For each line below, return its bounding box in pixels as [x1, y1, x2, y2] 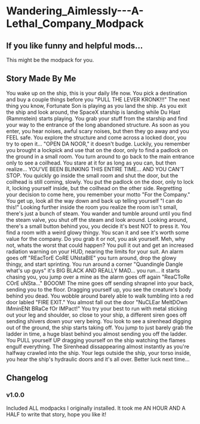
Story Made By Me [6, 73, 76, 84]
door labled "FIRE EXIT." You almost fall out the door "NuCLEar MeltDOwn [6, 298, 188, 305]
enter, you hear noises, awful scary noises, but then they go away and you [6, 127, 189, 135]
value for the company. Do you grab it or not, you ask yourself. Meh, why [6, 235, 186, 242]
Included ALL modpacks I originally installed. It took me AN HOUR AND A [6, 404, 186, 411]
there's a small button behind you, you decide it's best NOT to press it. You [6, 222, 190, 230]
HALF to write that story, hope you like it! [6, 410, 106, 418]
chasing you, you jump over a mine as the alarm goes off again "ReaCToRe [6, 273, 190, 280]
